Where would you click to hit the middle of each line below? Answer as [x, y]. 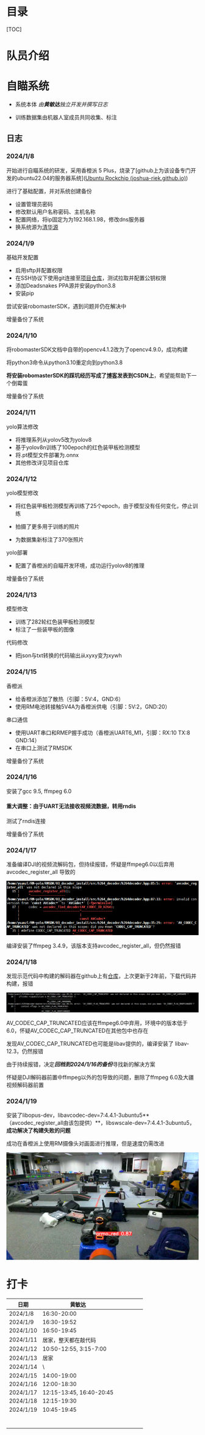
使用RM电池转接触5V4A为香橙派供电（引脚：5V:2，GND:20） [93, 706]
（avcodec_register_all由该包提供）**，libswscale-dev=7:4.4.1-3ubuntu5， [101, 1123]
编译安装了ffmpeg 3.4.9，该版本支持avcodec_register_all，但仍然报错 [94, 945]
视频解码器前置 [25, 1085]
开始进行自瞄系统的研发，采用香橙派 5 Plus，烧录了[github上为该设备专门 [99, 170]
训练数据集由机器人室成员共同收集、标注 [66, 117]
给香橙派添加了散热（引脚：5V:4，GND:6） [69, 699]
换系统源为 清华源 [37, 227]
